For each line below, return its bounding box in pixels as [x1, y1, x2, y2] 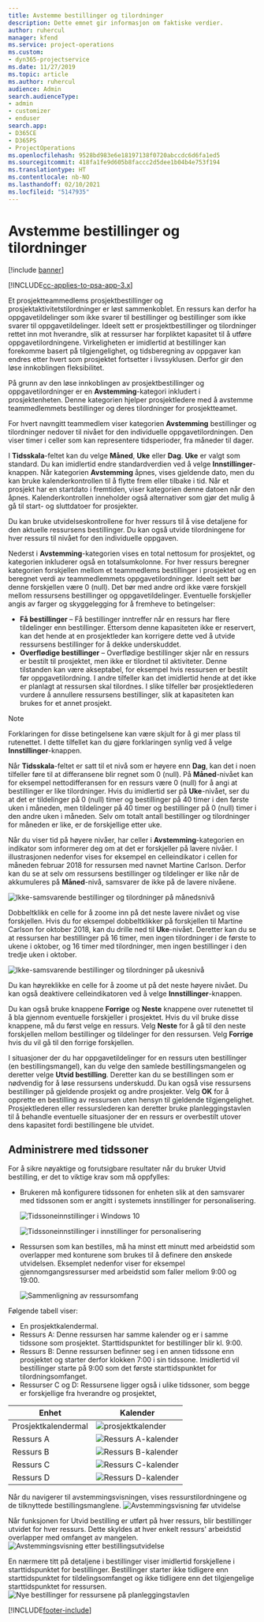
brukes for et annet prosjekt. [19, 698, 113, 707]
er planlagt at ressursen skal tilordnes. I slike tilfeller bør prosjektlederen [19, 681, 254, 691]
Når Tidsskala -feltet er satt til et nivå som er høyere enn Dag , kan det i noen [8, 760, 256, 771]
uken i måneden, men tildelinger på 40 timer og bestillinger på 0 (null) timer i [8, 803, 257, 813]
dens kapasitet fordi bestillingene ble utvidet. [8, 1120, 154, 1130]
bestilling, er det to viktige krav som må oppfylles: [8, 1172, 170, 1182]
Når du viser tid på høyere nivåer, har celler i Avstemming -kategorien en [8, 835, 244, 844]
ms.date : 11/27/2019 [8, 63, 76, 71]
